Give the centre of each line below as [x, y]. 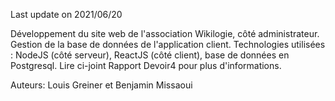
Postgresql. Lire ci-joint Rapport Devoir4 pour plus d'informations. [146, 65]
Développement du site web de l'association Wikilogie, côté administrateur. [165, 33]
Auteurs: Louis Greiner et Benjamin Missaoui [101, 85]
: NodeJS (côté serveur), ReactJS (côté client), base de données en [150, 55]
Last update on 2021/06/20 [66, 14]
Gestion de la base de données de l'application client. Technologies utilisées [168, 44]
